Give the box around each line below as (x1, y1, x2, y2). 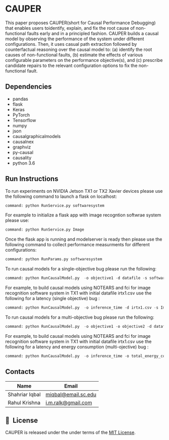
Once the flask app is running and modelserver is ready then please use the (5, 236, 162, 242)
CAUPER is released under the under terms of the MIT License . (5, 429, 136, 435)
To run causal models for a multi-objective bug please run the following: (5, 314, 154, 320)
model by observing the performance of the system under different (5, 36, 144, 42)
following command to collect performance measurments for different (5, 242, 150, 248)
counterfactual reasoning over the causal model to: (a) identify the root (5, 46, 152, 52)
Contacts (5, 368, 35, 376)
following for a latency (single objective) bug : (5, 296, 100, 302)
